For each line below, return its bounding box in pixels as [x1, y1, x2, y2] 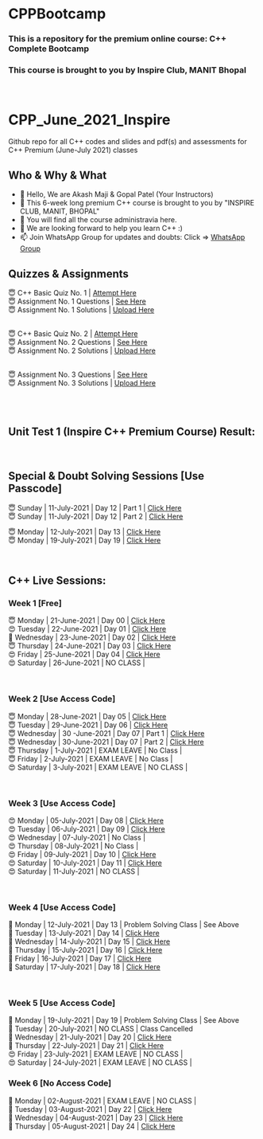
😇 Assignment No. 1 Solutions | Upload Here [8, 304, 155, 315]
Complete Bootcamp [8, 43, 90, 54]
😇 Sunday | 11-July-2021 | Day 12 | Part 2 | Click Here [8, 511, 184, 521]
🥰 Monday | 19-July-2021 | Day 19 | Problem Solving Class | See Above [8, 1016, 240, 1025]
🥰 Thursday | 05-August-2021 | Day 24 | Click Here [8, 1121, 176, 1131]
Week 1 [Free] [8, 597, 62, 609]
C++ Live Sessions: [8, 573, 106, 587]
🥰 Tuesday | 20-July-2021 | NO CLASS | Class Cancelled [8, 1024, 193, 1034]
